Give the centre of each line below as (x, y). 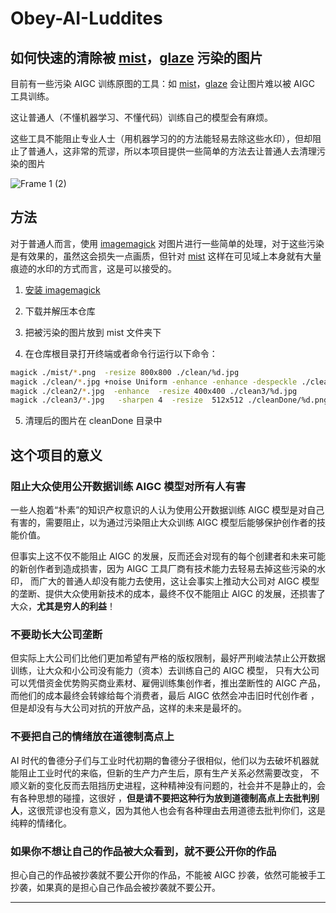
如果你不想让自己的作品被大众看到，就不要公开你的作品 (143, 851)
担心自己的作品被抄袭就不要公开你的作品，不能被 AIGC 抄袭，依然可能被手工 (168, 874)
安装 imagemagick (62, 289)
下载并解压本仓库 (60, 311)
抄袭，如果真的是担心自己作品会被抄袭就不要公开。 (115, 887)
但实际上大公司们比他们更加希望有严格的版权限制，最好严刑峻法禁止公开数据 (168, 658)
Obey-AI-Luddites (86, 18)
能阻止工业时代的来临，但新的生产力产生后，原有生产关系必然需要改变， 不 (165, 773)
